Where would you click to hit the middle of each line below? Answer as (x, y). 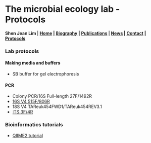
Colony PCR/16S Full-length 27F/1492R (52, 96)
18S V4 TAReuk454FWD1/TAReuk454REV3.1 (57, 107)
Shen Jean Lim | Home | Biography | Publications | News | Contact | (76, 33)
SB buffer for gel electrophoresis (46, 74)
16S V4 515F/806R (31, 102)
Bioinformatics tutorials (34, 125)
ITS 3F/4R (23, 112)
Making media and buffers (33, 63)
